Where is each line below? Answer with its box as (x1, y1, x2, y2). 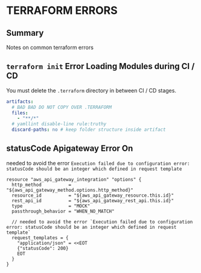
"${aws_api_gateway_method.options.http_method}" (6, 187, 134, 193)
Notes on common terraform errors (6, 44, 94, 51)
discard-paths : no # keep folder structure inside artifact (11, 127, 166, 133)
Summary (6, 28, 44, 38)
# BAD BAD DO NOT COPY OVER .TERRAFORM (11, 104, 112, 110)
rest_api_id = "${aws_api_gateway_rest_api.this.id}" (11, 197, 174, 203)
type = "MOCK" (11, 203, 91, 209)
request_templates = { (11, 234, 69, 241)
